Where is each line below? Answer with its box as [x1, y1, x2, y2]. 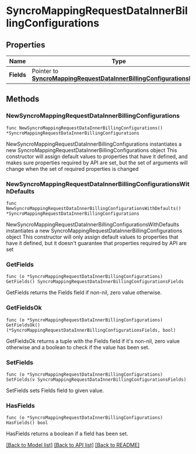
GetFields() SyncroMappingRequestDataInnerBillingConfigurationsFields [6, 279, 184, 285]
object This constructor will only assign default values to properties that [6, 233, 179, 240]
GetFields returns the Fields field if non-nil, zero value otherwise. [6, 289, 162, 296]
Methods [6, 94, 40, 104]
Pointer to [32, 67, 59, 75]
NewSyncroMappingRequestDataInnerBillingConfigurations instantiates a [6, 140, 182, 147]
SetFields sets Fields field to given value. [6, 387, 104, 394]
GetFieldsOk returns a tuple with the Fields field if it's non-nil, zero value [6, 338, 180, 345]
